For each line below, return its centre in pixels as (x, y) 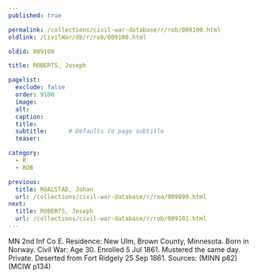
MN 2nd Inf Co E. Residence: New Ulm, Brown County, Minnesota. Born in (128, 241)
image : (26, 102)
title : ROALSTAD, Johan (54, 189)
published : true (35, 15)
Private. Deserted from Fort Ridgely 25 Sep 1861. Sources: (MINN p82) (123, 258)
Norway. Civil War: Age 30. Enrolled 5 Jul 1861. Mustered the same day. (125, 249)
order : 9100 (35, 95)
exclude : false (40, 88)
